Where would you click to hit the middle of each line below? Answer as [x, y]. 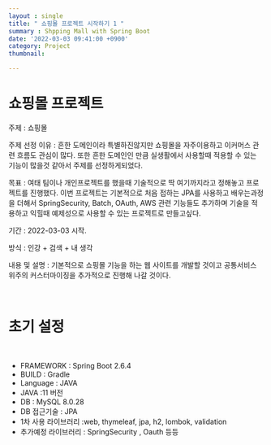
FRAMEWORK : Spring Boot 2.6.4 [75, 365]
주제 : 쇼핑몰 [28, 128]
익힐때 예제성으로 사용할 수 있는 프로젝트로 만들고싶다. [115, 213]
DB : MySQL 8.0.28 [52, 401]
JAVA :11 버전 [41, 392]
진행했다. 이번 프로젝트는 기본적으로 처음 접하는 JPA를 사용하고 [129, 193]
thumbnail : [27, 54]
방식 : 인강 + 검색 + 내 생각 [51, 247]
